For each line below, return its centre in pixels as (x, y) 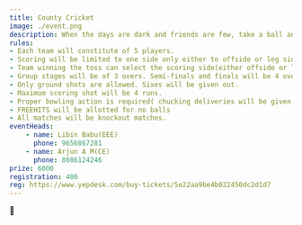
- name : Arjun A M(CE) (68, 151)
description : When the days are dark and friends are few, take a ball (146, 34)
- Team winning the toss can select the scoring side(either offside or (148, 68)
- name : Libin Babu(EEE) (72, 135)
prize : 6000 (31, 168)
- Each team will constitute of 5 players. (92, 51)
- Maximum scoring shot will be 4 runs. (86, 93)
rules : (22, 43)
